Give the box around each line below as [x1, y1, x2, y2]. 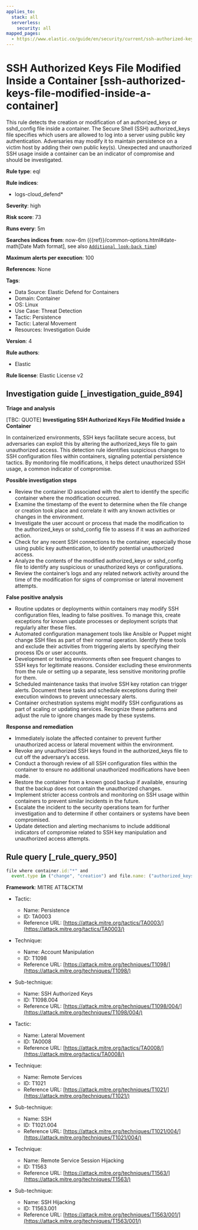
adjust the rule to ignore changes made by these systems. [14, 712, 156, 719]
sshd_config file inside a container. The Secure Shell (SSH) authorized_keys [6, 125, 190, 132]
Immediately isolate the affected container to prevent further [14, 735, 161, 742]
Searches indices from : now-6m [6, 236, 86, 243]
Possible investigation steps [6, 477, 77, 484]
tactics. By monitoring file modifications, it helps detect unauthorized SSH [6, 459, 186, 466]
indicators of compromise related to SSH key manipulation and [14, 828, 167, 836]
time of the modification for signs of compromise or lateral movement [14, 576, 184, 583]
